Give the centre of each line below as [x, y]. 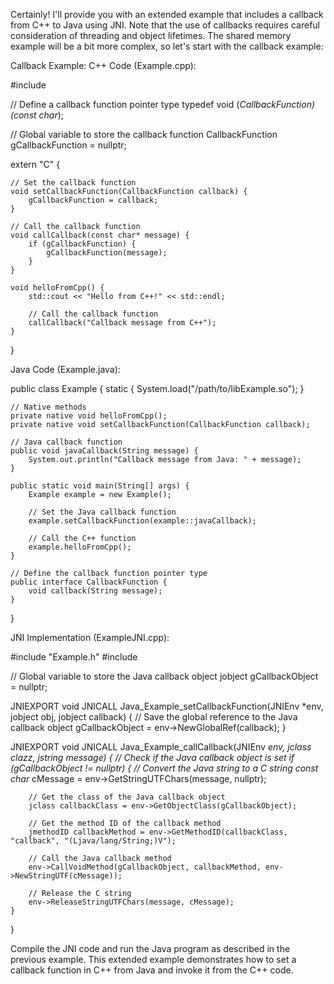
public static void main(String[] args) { [100, 486]
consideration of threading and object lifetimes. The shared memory [151, 35]
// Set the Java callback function [102, 512]
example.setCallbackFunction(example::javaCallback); [142, 521]
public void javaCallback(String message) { [104, 451]
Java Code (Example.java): [65, 369]
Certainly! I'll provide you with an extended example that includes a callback [167, 14]
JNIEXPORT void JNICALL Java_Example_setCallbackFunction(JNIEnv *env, [167, 706]
